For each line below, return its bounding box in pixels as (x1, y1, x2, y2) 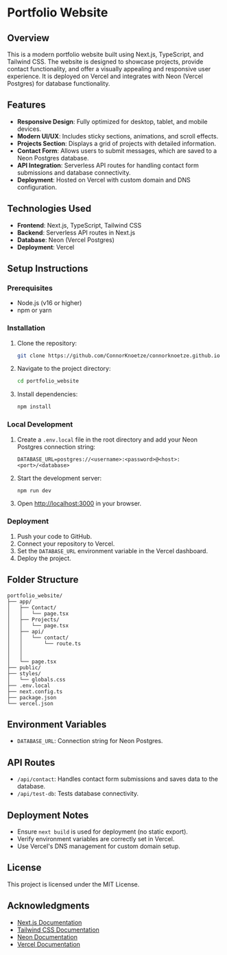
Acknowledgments (7, 900, 91, 912)
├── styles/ (7, 670, 41, 677)
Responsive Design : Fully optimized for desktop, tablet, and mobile (16, 117, 208, 125)
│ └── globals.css (7, 676, 67, 683)
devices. (16, 125, 42, 133)
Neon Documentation (16, 932, 77, 941)
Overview (7, 32, 50, 44)
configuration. (16, 183, 57, 191)
